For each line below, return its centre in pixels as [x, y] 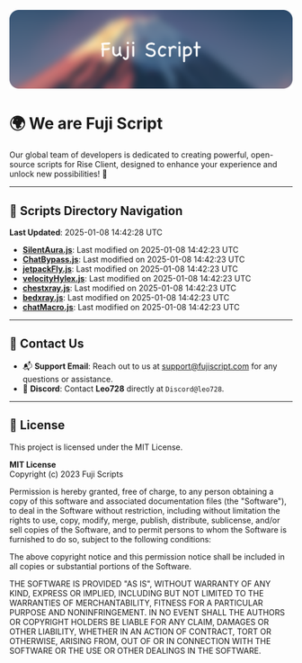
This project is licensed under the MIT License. [96, 447]
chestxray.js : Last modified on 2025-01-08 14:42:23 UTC [129, 288]
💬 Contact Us [47, 344]
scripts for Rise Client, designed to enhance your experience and [157, 165]
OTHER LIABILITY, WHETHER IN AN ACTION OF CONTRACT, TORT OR [140, 632]
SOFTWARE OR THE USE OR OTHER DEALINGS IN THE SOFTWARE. [135, 650]
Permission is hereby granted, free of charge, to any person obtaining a [142, 491]
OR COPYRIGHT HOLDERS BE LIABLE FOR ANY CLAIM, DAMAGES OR [139, 622]
